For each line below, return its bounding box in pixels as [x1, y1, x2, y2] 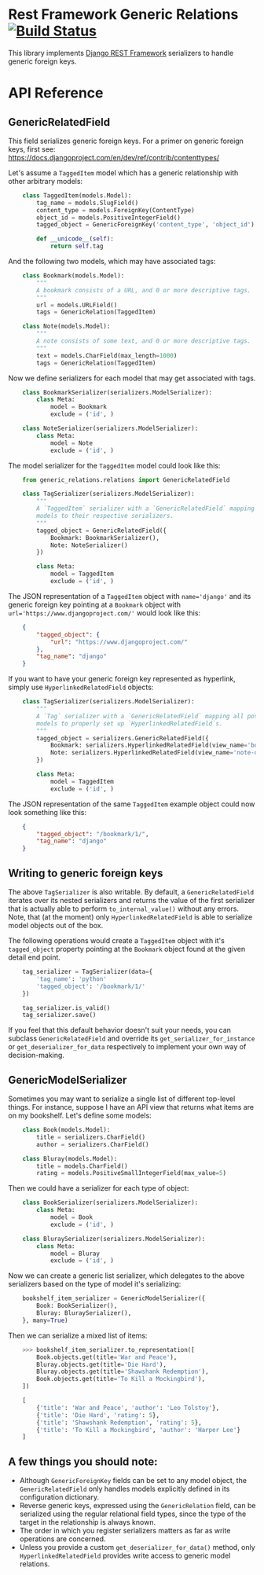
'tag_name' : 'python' [36, 975, 108, 983]
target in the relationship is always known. [19, 1518, 156, 1527]
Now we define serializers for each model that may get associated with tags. [8, 373, 256, 383]
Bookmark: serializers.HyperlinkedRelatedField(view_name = [49, 741, 247, 750]
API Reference [8, 84, 104, 102]
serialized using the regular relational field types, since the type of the [19, 1509, 247, 1518]
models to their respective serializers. [36, 512, 174, 520]
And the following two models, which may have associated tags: [8, 257, 216, 266]
